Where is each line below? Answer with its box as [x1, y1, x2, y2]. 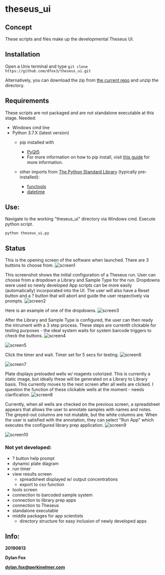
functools [27, 183, 47, 189]
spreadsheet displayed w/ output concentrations [19, 476, 118, 482]
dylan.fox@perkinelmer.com [5, 564, 65, 570]
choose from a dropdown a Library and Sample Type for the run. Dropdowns [5, 277, 160, 283]
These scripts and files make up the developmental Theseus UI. [5, 36, 134, 42]
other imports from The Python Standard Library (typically [19, 169, 137, 175]
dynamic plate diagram [12, 460, 59, 466]
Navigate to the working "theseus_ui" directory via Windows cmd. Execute [5, 216, 156, 222]
